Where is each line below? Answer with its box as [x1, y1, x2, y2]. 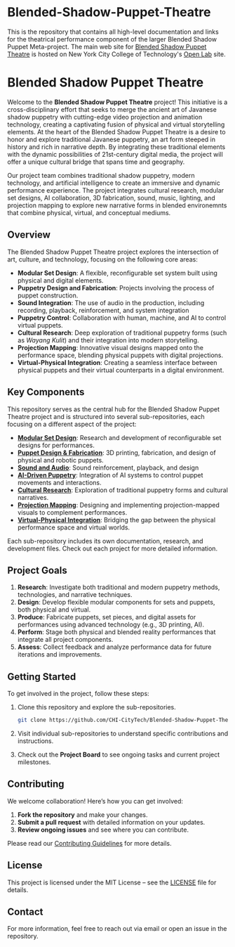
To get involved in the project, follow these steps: [7, 690, 149, 698]
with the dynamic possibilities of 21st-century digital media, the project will [7, 150, 223, 158]
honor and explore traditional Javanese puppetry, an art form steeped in [7, 135, 216, 143]
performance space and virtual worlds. [17, 523, 130, 532]
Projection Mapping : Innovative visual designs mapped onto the [17, 343, 203, 352]
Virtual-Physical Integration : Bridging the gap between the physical [17, 515, 216, 524]
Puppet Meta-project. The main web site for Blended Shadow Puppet [7, 42, 207, 51]
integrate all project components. [17, 636, 114, 644]
